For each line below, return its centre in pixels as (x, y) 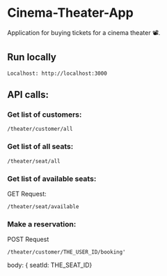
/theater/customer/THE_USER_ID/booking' (67, 252)
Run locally (32, 57)
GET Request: (27, 194)
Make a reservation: (42, 224)
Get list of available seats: (52, 178)
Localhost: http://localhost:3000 (57, 73)
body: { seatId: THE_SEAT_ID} (50, 265)
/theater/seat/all (34, 161)
